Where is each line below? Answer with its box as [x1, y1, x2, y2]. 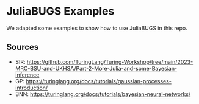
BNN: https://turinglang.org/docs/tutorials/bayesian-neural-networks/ [15, 90, 191, 98]
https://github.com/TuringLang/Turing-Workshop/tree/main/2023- [26, 58, 194, 65]
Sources [6, 42, 39, 52]
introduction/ [15, 84, 48, 91]
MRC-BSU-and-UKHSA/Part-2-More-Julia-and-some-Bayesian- [15, 64, 178, 72]
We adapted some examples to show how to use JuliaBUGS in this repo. [6, 24, 187, 32]
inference [15, 71, 40, 78]
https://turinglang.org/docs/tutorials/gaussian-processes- [26, 77, 172, 85]
